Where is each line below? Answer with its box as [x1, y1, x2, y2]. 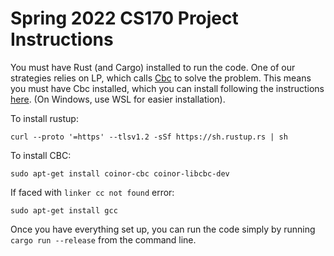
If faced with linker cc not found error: [10, 186, 175, 198]
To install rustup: [10, 112, 79, 124]
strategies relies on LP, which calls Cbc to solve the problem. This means [10, 72, 312, 84]
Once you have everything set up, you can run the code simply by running [10, 223, 316, 235]
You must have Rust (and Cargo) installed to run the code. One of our [10, 61, 296, 73]
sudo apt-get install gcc [10, 205, 118, 216]
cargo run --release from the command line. [10, 233, 197, 246]
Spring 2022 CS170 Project [10, 7, 239, 30]
